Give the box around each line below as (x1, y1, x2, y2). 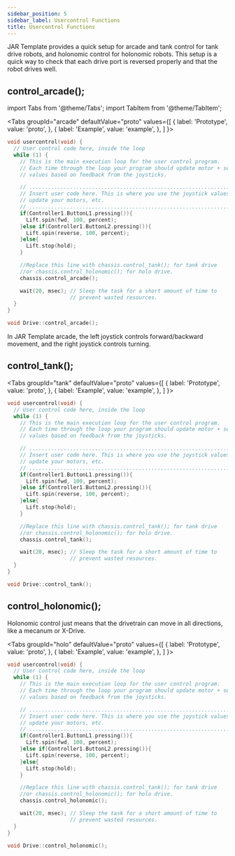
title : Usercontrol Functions (7, 23, 96, 30)
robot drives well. (7, 65, 57, 74)
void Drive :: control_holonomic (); (7, 842, 108, 849)
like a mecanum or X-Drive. (7, 626, 86, 635)
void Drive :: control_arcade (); (7, 320, 99, 327)
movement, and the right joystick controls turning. (7, 340, 151, 348)
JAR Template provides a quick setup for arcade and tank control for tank (7, 43, 219, 51)
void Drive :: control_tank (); (7, 580, 92, 588)
